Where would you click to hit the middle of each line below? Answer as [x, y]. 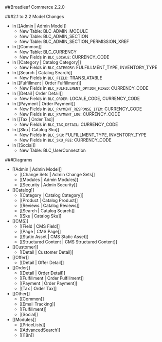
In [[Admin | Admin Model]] [39, 26]
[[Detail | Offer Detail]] [42, 262]
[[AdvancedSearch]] [40, 330]
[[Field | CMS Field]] [39, 226]
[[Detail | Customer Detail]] [46, 252]
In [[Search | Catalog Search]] [42, 72]
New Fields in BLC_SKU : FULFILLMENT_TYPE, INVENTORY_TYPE [83, 135]
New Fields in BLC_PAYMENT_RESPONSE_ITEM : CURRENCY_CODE [81, 109]
